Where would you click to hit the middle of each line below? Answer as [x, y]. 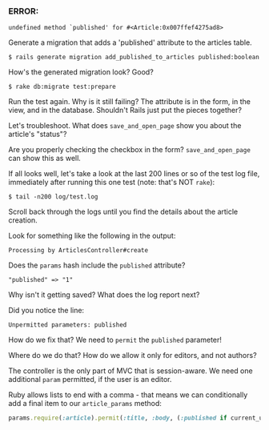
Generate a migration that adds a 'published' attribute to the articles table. [130, 42]
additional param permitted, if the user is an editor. [90, 380]
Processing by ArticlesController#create [78, 251]
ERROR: [24, 11]
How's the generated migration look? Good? [81, 72]
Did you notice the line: [46, 311]
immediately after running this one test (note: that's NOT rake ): [112, 183]
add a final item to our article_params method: [85, 404]
